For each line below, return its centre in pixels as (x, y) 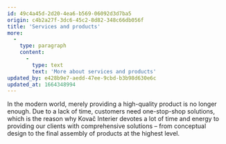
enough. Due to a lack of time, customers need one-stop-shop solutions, (111, 111)
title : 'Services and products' (54, 26)
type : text (48, 65)
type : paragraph (43, 46)
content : (32, 53)
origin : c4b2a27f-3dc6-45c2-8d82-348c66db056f (76, 20)
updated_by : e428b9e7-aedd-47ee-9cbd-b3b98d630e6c (82, 78)
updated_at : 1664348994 (42, 84)
